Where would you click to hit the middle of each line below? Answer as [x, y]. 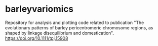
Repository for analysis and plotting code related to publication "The [75, 23]
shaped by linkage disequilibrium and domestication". [59, 33]
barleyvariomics [39, 9]
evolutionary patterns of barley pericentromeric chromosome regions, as [79, 27]
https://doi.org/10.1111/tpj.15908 [37, 38]
